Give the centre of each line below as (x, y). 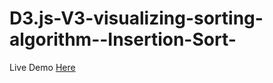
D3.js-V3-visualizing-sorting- (136, 18)
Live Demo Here (42, 67)
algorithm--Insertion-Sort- (123, 39)
